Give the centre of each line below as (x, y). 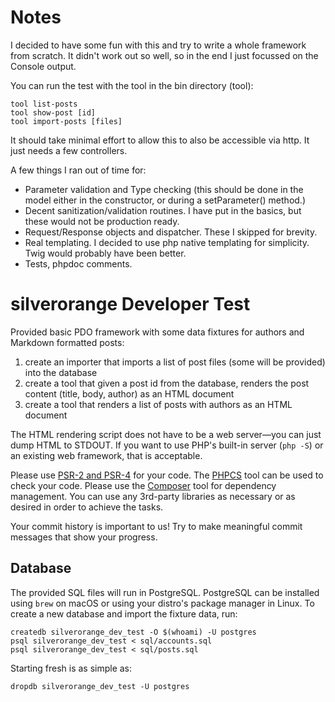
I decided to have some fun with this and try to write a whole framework (158, 45)
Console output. (43, 66)
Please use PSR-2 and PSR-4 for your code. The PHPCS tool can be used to (167, 475)
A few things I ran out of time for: (78, 170)
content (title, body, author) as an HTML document (129, 393)
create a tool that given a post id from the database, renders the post (167, 383)
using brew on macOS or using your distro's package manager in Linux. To (162, 603)
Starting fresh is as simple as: (71, 668)
